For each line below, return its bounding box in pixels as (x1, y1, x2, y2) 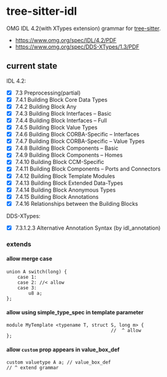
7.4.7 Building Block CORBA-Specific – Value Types (15, 138, 145, 145)
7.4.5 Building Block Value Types (15, 124, 98, 131)
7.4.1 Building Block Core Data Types (15, 96, 107, 103)
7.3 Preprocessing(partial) (15, 89, 81, 96)
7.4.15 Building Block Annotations (15, 193, 99, 200)
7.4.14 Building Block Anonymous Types (15, 186, 116, 193)
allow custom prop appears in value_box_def (6, 346, 120, 353)
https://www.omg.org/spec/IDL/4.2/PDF (15, 36, 117, 44)
